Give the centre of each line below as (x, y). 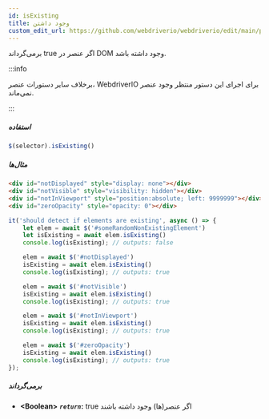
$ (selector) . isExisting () (51, 146)
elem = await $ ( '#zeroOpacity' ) (76, 345)
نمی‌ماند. (21, 93)
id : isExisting (34, 16)
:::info (18, 69)
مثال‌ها (18, 164)
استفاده (20, 127)
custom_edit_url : (37, 30)
